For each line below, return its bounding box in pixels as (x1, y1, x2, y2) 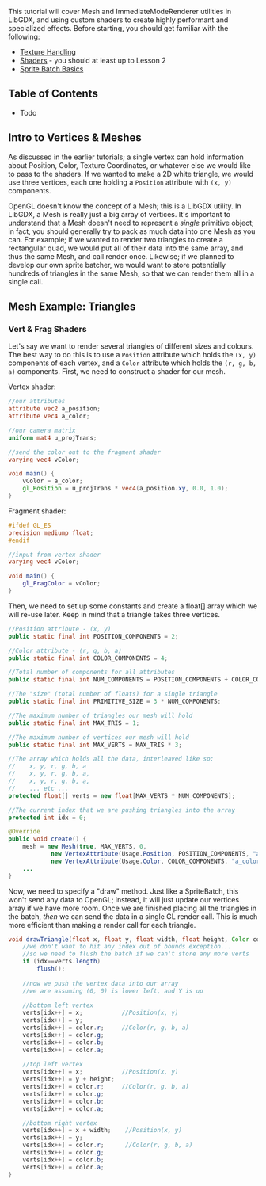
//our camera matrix (8, 426, 77, 434)
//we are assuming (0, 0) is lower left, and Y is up (22, 986, 203, 995)
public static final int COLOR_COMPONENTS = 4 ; (8, 654, 169, 662)
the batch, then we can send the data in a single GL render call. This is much (8, 911, 258, 921)
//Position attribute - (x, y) (8, 625, 112, 633)
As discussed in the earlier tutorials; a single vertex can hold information (8, 152, 244, 162)
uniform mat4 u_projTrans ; (8, 433, 97, 442)
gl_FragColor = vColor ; (22, 580, 101, 588)
